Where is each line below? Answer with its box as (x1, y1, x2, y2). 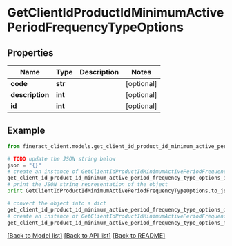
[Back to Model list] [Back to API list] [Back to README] (7, 232, 166, 240)
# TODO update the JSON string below (7, 155, 116, 163)
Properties (7, 47, 54, 59)
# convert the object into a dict (7, 200, 107, 207)
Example (7, 125, 46, 136)
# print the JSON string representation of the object (7, 181, 168, 188)
